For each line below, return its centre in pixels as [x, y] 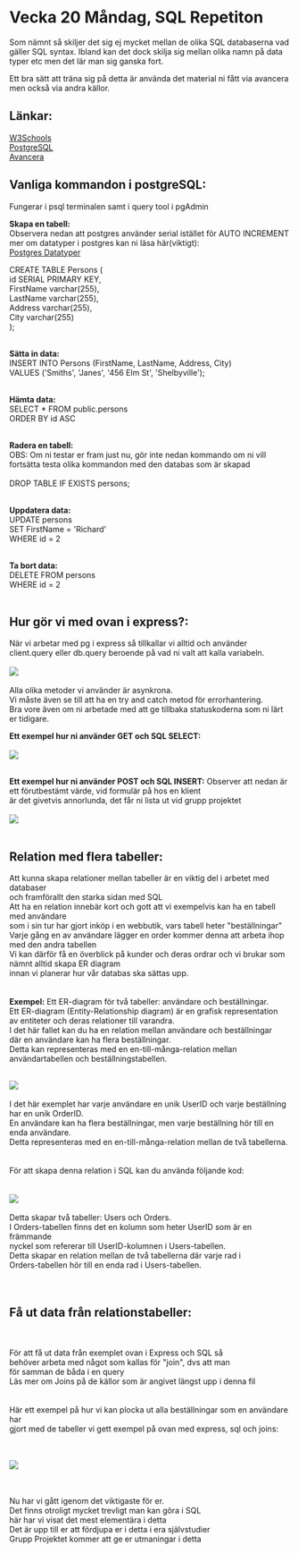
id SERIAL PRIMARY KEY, [55, 279]
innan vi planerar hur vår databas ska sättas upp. [99, 973]
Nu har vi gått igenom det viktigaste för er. [87, 1501]
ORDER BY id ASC [42, 418]
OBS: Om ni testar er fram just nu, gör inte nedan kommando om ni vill [138, 454]
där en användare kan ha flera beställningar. [90, 1040]
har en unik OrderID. [46, 1114]
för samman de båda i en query [67, 1372]
